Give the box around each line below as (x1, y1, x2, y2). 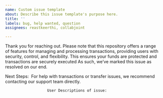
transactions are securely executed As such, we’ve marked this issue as (5, 59, 152, 65)
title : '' (5, 16, 26, 21)
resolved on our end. (5, 64, 48, 70)
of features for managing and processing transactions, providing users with (5, 49, 159, 54)
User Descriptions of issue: (47, 88, 107, 93)
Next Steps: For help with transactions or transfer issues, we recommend (5, 73, 155, 79)
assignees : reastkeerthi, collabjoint (5, 25, 85, 30)
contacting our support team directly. (5, 79, 81, 85)
